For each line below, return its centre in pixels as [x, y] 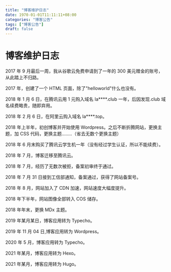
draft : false [19, 29]
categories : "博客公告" [29, 19]
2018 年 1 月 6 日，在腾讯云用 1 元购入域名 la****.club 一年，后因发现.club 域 [86, 99]
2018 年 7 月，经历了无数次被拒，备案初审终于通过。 [61, 166]
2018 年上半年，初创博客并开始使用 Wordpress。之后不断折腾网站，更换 [81, 127]
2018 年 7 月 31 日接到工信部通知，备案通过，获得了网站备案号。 [73, 177]
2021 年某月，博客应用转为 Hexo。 [42, 253]
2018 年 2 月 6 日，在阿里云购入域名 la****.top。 [56, 117]
